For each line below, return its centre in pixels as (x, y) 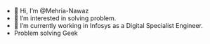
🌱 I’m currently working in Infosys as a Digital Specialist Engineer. (109, 25)
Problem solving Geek (46, 33)
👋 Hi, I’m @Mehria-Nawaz (51, 11)
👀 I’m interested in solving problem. (65, 18)
